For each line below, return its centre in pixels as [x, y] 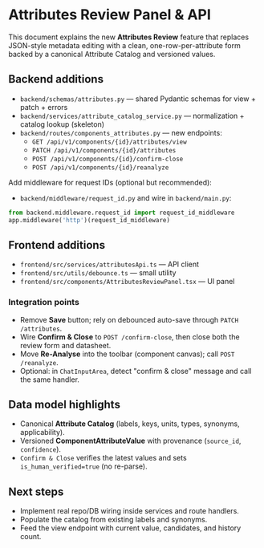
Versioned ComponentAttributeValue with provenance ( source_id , [130, 441]
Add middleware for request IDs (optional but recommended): [110, 182]
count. [30, 537]
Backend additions [56, 79]
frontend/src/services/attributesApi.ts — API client [109, 264]
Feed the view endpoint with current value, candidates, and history [130, 528]
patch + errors [44, 107]
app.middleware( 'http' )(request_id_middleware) [89, 220]
